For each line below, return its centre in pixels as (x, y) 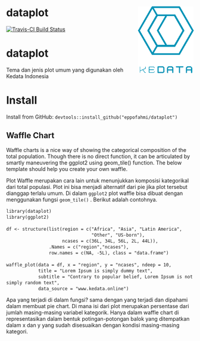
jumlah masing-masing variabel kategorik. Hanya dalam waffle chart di (93, 312)
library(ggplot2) (28, 217)
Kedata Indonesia (27, 76)
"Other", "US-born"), (118, 235)
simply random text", (33, 283)
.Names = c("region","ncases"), (89, 247)
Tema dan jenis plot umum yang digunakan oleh (65, 70)
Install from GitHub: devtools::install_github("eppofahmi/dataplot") (92, 117)
